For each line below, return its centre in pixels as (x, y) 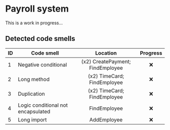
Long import (32, 119)
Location (106, 53)
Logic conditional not (43, 105)
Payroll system (37, 9)
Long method (34, 79)
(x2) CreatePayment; (106, 61)
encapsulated (34, 111)
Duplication (32, 94)
